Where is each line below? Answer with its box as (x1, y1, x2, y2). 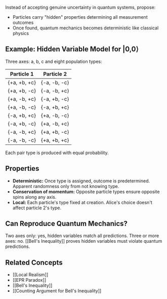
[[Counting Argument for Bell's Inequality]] (12, 288, 102, 294)
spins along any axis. (12, 194, 57, 200)
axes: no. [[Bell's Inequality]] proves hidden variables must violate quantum (5, 238, 162, 244)
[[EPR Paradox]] (12, 277, 47, 283)
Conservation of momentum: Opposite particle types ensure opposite (12, 189, 160, 195)
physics (12, 30, 29, 36)
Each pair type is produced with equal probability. (5, 149, 109, 156)
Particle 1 (10, 70, 34, 78)
